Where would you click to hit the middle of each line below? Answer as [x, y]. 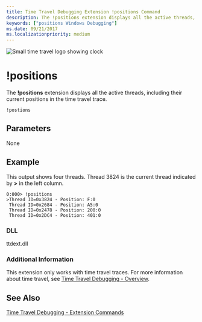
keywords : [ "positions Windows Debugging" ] [62, 23]
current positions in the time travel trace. [57, 99]
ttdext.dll [17, 243]
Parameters [29, 128]
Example [23, 162]
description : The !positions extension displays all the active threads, [101, 18]
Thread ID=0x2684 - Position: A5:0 [53, 205]
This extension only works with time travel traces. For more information [95, 272]
